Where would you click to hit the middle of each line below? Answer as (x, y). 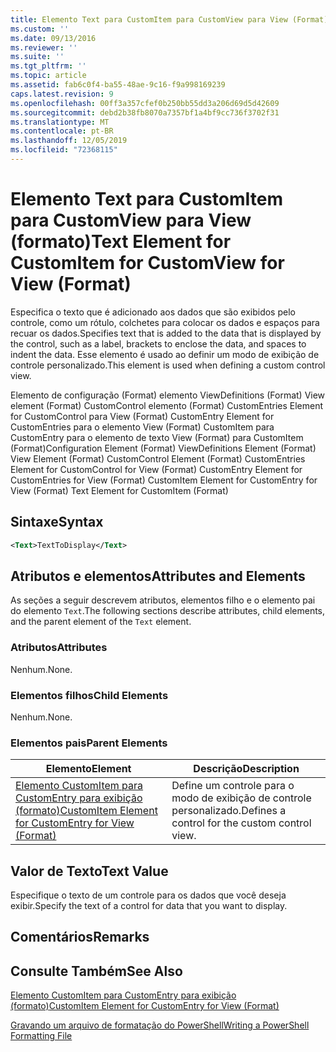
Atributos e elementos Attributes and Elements (158, 576)
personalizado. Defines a (229, 811)
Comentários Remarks (80, 937)
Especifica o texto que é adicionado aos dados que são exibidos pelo (153, 312)
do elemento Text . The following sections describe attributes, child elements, (168, 611)
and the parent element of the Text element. (101, 622)
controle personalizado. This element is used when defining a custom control (168, 365)
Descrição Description (246, 769)
